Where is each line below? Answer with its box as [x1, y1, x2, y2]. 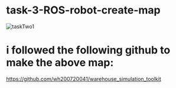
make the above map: [6, 56, 114, 69]
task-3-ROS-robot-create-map [6, 4, 161, 17]
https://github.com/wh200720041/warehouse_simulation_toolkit [6, 75, 161, 82]
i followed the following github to [6, 43, 171, 57]
